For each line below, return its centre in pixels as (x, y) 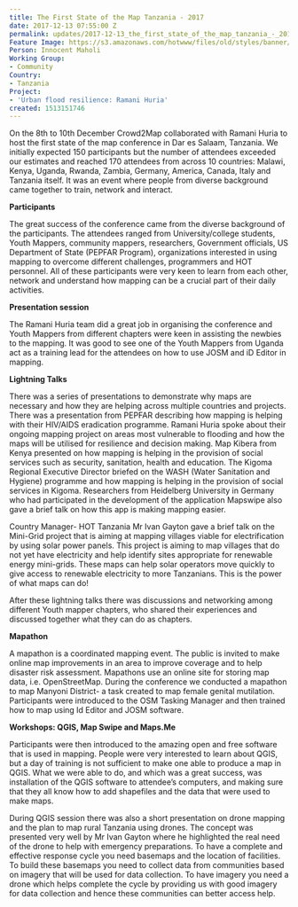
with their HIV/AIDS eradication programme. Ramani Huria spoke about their (148, 425)
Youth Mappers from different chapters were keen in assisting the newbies (145, 334)
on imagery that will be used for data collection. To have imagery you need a (149, 875)
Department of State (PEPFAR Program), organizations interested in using (143, 253)
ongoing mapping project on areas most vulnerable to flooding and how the (147, 434)
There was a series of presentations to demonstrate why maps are (130, 396)
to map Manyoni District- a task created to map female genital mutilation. (142, 692)
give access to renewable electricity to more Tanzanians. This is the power (145, 574)
